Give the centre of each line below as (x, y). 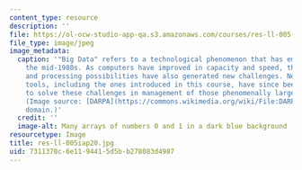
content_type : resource (54, 18)
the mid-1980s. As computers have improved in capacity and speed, (154, 68)
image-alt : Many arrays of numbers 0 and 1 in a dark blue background (152, 127)
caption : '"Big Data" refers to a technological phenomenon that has (150, 59)
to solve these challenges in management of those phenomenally (148, 93)
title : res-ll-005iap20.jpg (62, 143)
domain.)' (44, 110)
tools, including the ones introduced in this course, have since (152, 85)
